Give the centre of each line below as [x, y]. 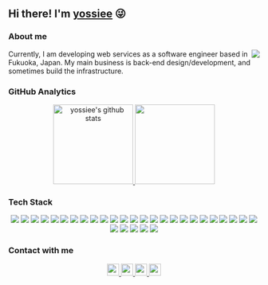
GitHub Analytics [42, 92]
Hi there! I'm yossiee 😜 [67, 14]
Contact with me [41, 251]
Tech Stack [31, 201]
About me [28, 37]
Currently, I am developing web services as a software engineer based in [128, 54]
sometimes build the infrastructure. [66, 71]
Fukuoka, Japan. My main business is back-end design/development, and [130, 62]
